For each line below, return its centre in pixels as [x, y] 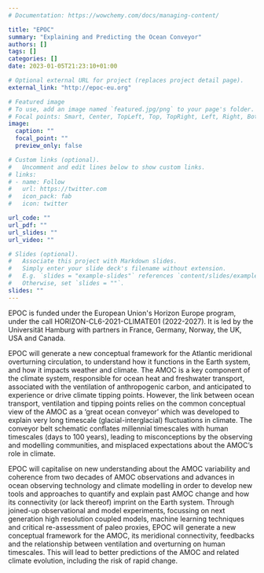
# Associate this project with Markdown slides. [93, 261]
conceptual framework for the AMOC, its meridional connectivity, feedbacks [132, 535]
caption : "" [35, 131]
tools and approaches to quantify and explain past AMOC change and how [129, 494]
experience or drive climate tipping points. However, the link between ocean [131, 395]
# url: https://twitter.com [58, 189]
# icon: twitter [38, 204]
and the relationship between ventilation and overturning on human [117, 544]
